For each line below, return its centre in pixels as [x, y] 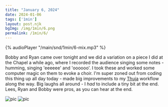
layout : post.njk [23, 24]
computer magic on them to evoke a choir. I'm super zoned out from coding [83, 73]
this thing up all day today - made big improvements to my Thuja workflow [82, 79]
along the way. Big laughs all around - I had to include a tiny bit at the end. [82, 84]
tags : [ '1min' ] [21, 19]
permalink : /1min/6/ [27, 33]
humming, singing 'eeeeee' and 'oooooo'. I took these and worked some [80, 68]
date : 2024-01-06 [23, 15]
